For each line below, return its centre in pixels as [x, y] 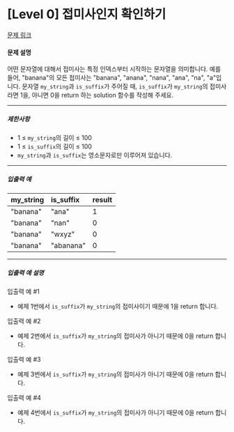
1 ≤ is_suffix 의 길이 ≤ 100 [55, 146]
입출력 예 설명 [25, 272]
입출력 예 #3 [24, 360]
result [102, 200]
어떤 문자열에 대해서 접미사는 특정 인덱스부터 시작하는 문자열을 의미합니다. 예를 [114, 69]
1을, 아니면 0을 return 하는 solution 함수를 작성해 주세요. [97, 95]
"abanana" [68, 246]
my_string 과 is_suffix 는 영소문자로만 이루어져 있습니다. [95, 155]
